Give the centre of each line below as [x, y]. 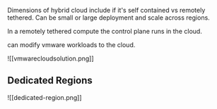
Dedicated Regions [50, 81]
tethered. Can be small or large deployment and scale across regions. [108, 18]
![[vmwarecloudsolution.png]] [51, 58]
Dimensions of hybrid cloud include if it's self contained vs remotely [106, 10]
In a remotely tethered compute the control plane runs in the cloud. [105, 31]
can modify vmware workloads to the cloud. [71, 45]
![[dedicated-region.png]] [45, 97]
